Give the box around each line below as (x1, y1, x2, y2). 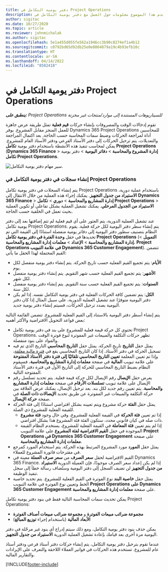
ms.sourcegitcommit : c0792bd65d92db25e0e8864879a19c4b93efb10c (5, 45, 140, 50)
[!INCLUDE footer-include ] (5, 561, 59, 567)
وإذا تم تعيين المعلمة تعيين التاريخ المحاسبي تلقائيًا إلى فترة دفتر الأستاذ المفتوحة (12, 353, 159, 359)
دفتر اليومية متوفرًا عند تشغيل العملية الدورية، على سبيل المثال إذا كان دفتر (12, 297, 151, 303)
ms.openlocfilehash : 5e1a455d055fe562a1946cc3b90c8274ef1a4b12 (5, 40, 140, 45)
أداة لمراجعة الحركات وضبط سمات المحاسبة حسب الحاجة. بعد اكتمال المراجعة (5, 132, 151, 138)
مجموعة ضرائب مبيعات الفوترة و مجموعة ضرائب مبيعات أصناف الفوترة (12, 511, 144, 517)
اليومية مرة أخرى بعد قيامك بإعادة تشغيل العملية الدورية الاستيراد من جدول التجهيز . (5, 531, 158, 537)
